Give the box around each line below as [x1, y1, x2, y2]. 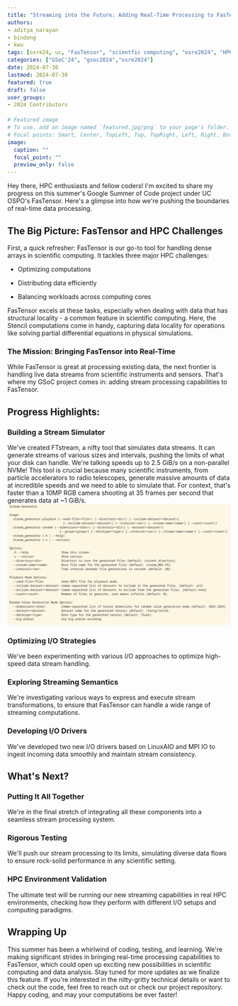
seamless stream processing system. [7, 815, 116, 824]
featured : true [7, 79, 52, 86]
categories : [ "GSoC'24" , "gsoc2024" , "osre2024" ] [7, 57, 154, 64]
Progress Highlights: [7, 405, 101, 418]
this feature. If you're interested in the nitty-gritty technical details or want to [7, 975, 230, 983]
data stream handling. [27, 659, 91, 667]
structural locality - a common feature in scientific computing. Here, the [7, 313, 217, 322]
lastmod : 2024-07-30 [7, 71, 69, 78]
